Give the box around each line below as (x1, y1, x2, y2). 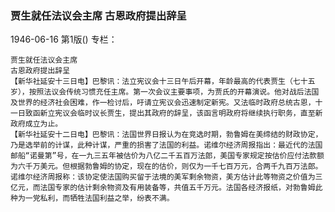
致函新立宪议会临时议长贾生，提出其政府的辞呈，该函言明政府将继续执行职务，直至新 (24, 108, 323, 119)
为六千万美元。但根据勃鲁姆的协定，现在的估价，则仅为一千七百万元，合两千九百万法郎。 (10, 162, 323, 172)
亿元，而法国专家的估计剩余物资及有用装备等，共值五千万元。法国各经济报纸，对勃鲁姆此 (10, 183, 323, 193)
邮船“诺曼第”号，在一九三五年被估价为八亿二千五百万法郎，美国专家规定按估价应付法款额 (10, 151, 325, 161)
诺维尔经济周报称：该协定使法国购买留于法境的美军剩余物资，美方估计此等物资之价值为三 (10, 172, 323, 182)
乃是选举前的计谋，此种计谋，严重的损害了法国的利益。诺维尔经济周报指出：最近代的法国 (10, 140, 323, 151)
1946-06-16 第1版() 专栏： (10, 33, 118, 46)
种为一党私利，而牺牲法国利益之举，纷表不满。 (10, 193, 175, 204)
